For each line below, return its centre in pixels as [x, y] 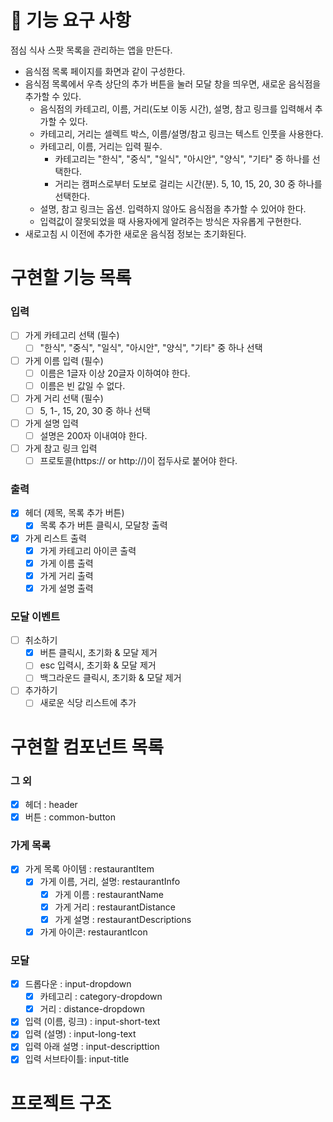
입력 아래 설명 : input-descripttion [92, 1047]
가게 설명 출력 [66, 588]
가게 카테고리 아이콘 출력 [88, 550]
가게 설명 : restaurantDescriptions [123, 919]
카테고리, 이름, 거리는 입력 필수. [101, 146]
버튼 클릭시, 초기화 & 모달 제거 [98, 653]
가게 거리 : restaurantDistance [115, 907]
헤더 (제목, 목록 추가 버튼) [74, 513]
